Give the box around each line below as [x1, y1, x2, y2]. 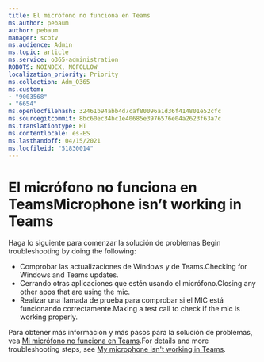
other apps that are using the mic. [19, 287, 131, 297]
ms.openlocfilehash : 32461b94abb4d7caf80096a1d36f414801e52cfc [8, 108, 222, 116]
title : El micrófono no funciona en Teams [8, 11, 151, 20]
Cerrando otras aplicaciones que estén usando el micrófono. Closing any [19, 279, 256, 288]
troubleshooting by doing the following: [8, 246, 136, 256]
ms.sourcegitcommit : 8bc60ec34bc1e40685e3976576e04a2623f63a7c [8, 115, 222, 123]
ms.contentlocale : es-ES [8, 129, 90, 137]
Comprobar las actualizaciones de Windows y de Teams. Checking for [19, 262, 247, 272]
